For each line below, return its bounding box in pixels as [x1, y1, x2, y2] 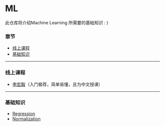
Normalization [12, 116, 41, 122]
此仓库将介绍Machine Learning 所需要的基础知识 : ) [5, 20, 109, 25]
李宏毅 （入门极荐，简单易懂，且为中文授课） [12, 81, 103, 87]
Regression [12, 110, 35, 116]
